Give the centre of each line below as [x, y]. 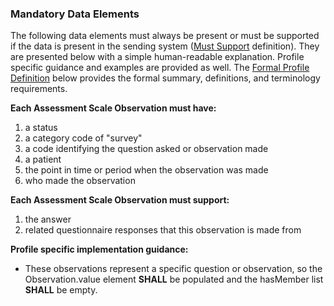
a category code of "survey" [83, 138]
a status [41, 128]
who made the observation [80, 181]
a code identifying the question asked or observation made [146, 149]
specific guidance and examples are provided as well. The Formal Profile [160, 68]
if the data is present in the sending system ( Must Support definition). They [165, 46]
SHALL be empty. [61, 290]
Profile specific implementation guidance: [99, 249]
